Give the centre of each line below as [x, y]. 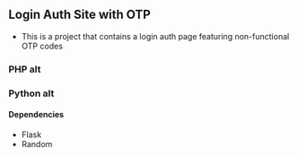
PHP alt [25, 69]
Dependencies [36, 115]
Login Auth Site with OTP [80, 15]
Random [37, 144]
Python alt [31, 93]
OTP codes [42, 46]
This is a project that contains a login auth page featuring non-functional [155, 36]
